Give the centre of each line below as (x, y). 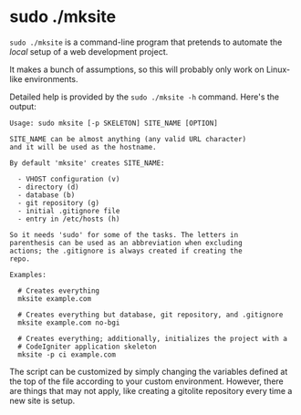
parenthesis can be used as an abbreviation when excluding (126, 243)
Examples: (28, 275)
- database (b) (47, 195)
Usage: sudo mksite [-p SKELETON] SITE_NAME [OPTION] (114, 123)
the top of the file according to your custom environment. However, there (147, 381)
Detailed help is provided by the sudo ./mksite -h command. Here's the (145, 97)
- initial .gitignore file (69, 211)
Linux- (278, 69)
